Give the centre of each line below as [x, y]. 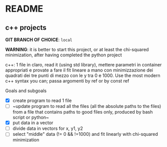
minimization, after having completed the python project [64, 55]
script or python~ [31, 118]
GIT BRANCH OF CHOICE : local [39, 40]
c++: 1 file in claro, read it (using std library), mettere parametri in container [83, 65]
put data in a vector [33, 123]
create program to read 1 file [42, 100]
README [24, 9]
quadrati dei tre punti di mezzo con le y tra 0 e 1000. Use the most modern [83, 76]
